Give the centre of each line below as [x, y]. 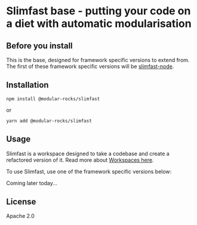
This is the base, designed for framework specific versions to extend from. [98, 60]
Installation [27, 85]
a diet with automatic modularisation [99, 24]
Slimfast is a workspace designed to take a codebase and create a [88, 153]
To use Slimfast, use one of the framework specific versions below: [89, 171]
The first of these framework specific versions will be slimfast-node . [90, 66]
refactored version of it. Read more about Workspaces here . [80, 160]
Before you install [39, 46]
